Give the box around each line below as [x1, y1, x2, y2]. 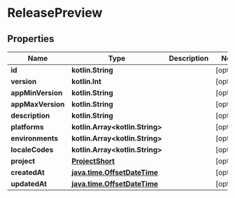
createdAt [10, 168, 45, 177]
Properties [7, 33, 55, 45]
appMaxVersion [10, 99, 65, 109]
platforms [10, 122, 44, 132]
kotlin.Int [71, 77, 101, 86]
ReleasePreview [7, 5, 103, 21]
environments [10, 134, 58, 143]
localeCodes [10, 145, 54, 155]
